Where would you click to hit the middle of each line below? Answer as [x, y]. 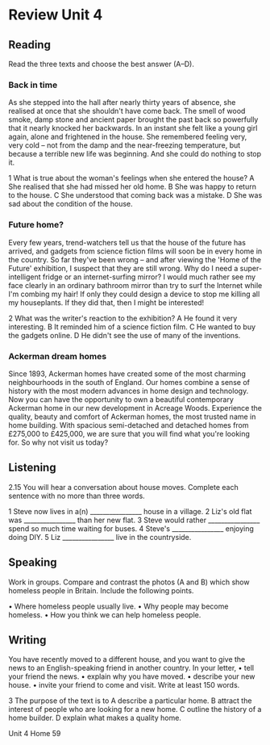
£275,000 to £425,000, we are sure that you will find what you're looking [129, 433]
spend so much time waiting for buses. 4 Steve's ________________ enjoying [131, 528]
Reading [29, 45]
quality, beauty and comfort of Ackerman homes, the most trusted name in [132, 416]
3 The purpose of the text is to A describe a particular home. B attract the [130, 701]
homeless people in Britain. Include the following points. [101, 590]
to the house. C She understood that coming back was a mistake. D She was [135, 195]
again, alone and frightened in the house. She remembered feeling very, [128, 137]
